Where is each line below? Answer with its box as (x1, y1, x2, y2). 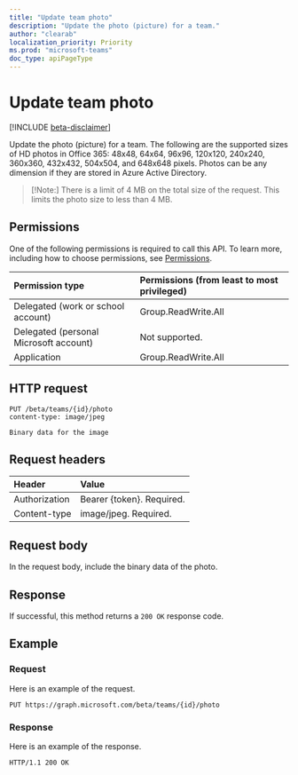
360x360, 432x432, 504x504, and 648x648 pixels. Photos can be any (9, 157, 268, 169)
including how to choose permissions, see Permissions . (9, 252, 213, 263)
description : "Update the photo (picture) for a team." (9, 21, 220, 30)
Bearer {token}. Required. (79, 494, 185, 506)
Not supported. (139, 330, 203, 343)
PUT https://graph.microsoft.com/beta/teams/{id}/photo (9, 700, 220, 709)
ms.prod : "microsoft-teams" (9, 46, 114, 55)
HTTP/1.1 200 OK (9, 758, 69, 767)
